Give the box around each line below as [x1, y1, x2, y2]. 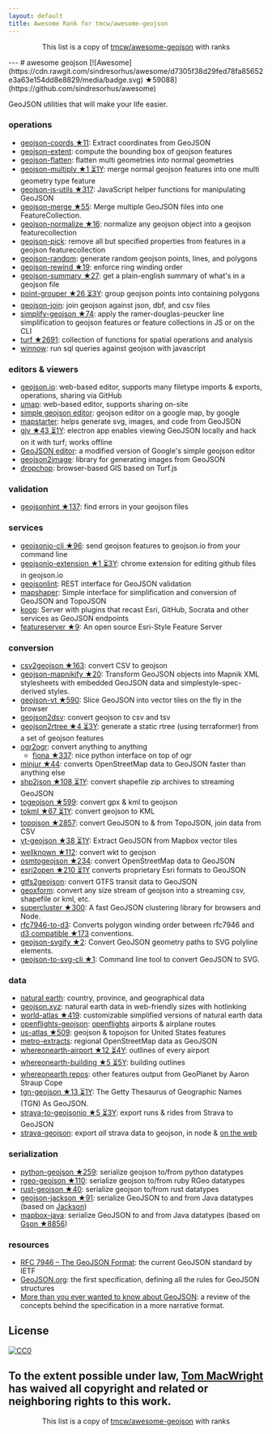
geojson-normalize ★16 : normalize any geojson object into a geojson [19, 218, 252, 228]
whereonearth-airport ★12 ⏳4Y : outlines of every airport [19, 1045, 210, 1056]
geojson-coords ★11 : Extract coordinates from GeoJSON [19, 137, 211, 147]
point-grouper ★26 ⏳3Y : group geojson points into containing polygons [19, 288, 261, 298]
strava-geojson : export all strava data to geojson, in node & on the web [19, 1128, 257, 1138]
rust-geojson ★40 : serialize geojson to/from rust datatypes [19, 1184, 219, 1194]
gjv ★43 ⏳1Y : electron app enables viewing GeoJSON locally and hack [19, 425, 257, 435]
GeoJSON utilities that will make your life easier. [8, 99, 168, 109]
